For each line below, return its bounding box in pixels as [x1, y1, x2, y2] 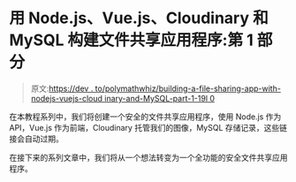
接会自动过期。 [9, 133, 64, 144]
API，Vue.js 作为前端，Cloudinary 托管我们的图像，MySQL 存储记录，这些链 [9, 122, 288, 133]
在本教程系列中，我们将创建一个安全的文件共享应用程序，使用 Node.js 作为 [9, 111, 282, 122]
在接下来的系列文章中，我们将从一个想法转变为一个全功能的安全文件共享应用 [9, 152, 288, 163]
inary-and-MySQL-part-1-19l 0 [104, 93, 215, 103]
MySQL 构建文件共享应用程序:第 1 [9, 30, 254, 50]
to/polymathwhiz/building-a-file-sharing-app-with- [95, 83, 281, 94]
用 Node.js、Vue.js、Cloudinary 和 [9, 8, 269, 28]
